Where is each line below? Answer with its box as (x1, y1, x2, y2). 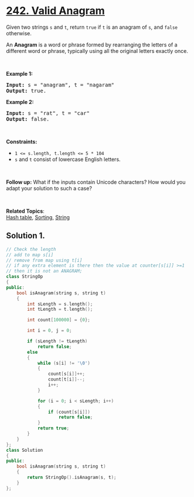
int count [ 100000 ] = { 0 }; (27, 317, 91, 323)
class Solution (6, 447, 43, 453)
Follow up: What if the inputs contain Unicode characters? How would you (6, 178, 186, 186)
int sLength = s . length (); (27, 301, 93, 307)
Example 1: (6, 70, 33, 77)
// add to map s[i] (6, 251, 54, 258)
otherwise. (6, 29, 32, 36)
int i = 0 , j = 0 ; (27, 328, 72, 334)
